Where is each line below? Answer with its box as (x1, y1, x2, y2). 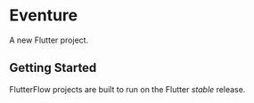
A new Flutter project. (9, 35, 89, 45)
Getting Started (9, 60, 97, 75)
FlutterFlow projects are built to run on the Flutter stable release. (9, 83, 246, 94)
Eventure (9, 5, 78, 26)
